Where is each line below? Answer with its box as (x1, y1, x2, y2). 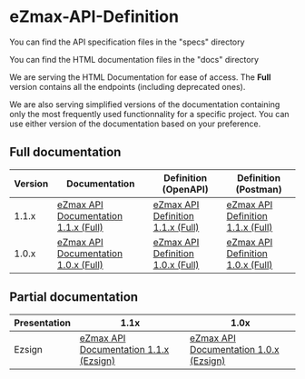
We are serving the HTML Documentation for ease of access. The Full (9, 71, 271, 83)
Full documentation (9, 145, 122, 160)
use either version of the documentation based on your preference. (9, 118, 261, 129)
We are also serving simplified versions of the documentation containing (9, 98, 280, 110)
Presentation (14, 316, 71, 329)
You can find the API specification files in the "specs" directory (9, 36, 245, 47)
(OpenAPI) (162, 183, 209, 195)
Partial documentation (9, 289, 139, 305)
